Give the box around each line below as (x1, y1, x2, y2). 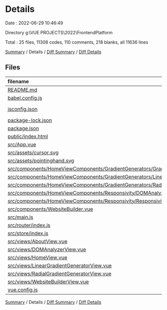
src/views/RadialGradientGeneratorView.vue (7, 270, 112, 277)
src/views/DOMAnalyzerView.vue (7, 246, 86, 253)
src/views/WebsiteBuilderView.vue (7, 278, 89, 285)
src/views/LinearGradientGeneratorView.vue (7, 262, 112, 269)
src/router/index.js (7, 222, 51, 229)
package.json (7, 125, 39, 132)
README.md (7, 86, 37, 93)
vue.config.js (7, 286, 38, 293)
